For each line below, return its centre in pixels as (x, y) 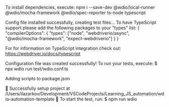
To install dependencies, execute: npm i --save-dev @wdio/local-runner (80, 7)
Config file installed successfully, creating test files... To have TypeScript (81, 22)
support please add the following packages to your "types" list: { (72, 28)
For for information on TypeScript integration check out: (63, 48)
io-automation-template (30, 99)
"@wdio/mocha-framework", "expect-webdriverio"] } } (62, 38)
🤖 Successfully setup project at (38, 88)
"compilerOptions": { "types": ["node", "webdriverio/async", (67, 33)
